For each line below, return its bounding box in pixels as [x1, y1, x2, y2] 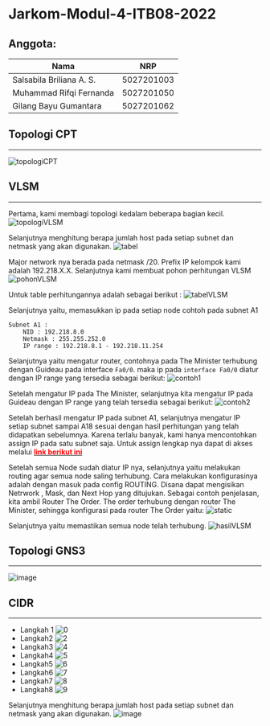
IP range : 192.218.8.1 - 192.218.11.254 [22, 342, 163, 350]
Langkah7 [19, 676, 54, 686]
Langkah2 [19, 634, 54, 643]
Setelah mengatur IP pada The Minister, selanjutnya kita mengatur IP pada [8, 388, 253, 398]
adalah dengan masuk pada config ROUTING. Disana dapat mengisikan [8, 479, 245, 489]
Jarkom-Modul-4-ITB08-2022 [8, 5, 217, 23]
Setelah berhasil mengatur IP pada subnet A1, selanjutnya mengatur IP [8, 412, 241, 422]
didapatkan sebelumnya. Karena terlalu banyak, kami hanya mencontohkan [8, 429, 257, 439]
